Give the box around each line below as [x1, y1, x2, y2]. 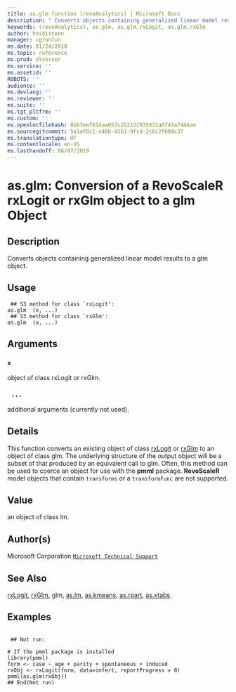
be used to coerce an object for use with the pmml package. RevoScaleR [7, 466, 220, 475]
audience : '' [7, 82, 46, 89]
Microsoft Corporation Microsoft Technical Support [7, 552, 158, 561]
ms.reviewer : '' [7, 96, 55, 103]
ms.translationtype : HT [7, 134, 77, 141]
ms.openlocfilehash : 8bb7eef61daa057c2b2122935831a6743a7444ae [7, 121, 197, 129]
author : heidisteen [7, 30, 65, 37]
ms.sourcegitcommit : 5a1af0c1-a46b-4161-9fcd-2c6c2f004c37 [7, 128, 184, 135]
